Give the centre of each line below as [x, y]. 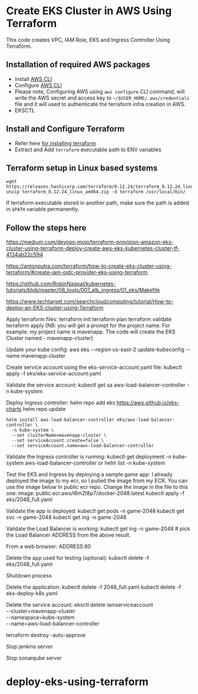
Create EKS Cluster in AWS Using [89, 11]
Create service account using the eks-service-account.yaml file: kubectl [94, 367]
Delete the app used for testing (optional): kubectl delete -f [77, 558]
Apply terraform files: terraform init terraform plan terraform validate [89, 319]
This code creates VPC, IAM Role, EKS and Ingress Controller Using [88, 40]
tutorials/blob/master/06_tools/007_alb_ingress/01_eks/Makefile [83, 290]
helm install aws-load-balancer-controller [60, 420]
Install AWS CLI [33, 79]
